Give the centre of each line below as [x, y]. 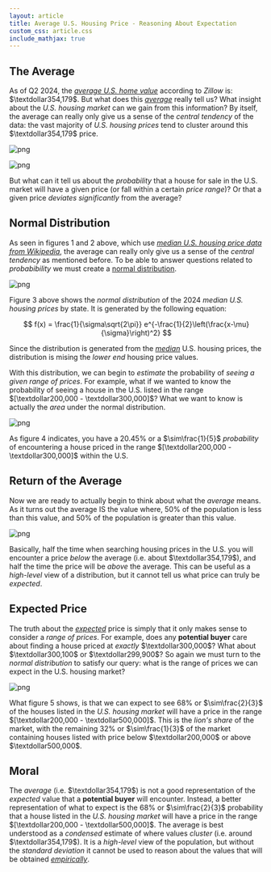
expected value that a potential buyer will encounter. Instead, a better [125, 799]
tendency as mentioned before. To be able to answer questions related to [131, 260]
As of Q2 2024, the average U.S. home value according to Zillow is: [121, 91]
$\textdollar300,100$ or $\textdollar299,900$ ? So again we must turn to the [135, 654]
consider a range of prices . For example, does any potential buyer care [128, 637]
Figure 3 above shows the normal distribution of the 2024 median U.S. [126, 299]
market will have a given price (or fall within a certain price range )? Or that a [135, 189]
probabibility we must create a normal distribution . [93, 269]
